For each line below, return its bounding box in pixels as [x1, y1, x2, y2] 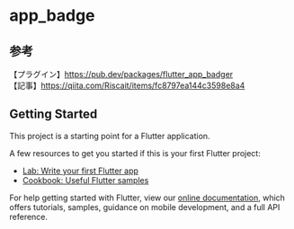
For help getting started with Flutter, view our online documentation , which [9, 192, 286, 203]
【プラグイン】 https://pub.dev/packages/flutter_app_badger [9, 69, 234, 79]
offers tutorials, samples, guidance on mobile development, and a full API [9, 201, 281, 212]
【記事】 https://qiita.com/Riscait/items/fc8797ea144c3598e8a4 [9, 80, 245, 91]
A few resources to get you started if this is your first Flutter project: [9, 147, 261, 158]
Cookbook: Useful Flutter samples [22, 174, 149, 185]
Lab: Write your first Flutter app [22, 165, 139, 176]
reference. [9, 211, 48, 222]
